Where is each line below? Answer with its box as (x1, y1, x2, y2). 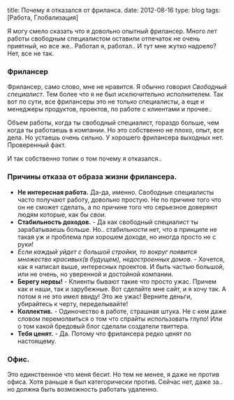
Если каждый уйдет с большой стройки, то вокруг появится (17, 247, 198, 256)
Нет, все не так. (7, 49, 54, 57)
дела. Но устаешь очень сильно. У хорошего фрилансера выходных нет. (7, 133, 224, 142)
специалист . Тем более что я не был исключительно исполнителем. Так (7, 90, 224, 99)
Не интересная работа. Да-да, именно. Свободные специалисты (17, 188, 214, 196)
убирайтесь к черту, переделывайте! (17, 299, 129, 308)
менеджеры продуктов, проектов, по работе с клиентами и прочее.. (7, 105, 212, 113)
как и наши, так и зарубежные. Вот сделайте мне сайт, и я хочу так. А (17, 284, 227, 293)
